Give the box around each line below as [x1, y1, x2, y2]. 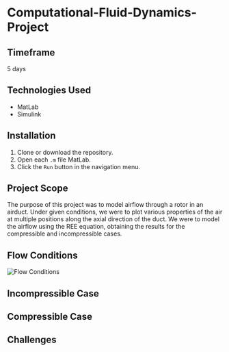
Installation [7, 130, 56, 142]
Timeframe [7, 47, 55, 58]
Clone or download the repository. [16, 148, 114, 156]
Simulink [16, 110, 42, 118]
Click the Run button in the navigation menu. [16, 162, 141, 171]
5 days [7, 65, 26, 73]
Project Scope [7, 183, 68, 194]
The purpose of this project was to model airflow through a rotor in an [7, 201, 204, 209]
